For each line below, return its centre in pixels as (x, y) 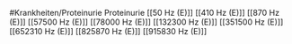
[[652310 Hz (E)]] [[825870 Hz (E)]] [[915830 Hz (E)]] (108, 31)
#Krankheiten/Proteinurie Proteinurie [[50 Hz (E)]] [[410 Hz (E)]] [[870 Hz (145, 13)
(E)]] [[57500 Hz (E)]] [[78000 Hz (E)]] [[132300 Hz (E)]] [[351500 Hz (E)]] (146, 22)
